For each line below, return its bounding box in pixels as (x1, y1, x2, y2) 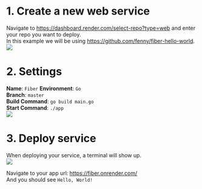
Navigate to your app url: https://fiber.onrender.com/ (6, 169, 138, 177)
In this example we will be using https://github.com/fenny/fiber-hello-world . (6, 37, 195, 44)
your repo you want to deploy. (6, 30, 81, 38)
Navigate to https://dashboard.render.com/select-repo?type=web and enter (6, 24, 196, 32)
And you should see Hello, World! (6, 176, 93, 183)
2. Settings (6, 65, 62, 78)
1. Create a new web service (6, 4, 150, 18)
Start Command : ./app (6, 104, 64, 111)
